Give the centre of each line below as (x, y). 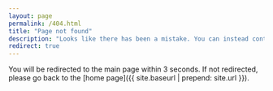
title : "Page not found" (50, 31)
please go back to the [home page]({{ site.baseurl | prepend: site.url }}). (129, 78)
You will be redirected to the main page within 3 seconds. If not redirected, (133, 69)
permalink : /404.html (45, 24)
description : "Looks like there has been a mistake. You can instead (129, 39)
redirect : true (34, 46)
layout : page (30, 16)
